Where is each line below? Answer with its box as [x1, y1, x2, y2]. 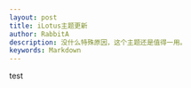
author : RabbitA [9, 29, 69, 38]
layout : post [9, 12, 58, 22]
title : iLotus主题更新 [9, 21, 88, 30]
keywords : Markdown [9, 46, 82, 55]
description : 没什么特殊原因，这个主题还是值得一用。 [9, 37, 187, 47]
